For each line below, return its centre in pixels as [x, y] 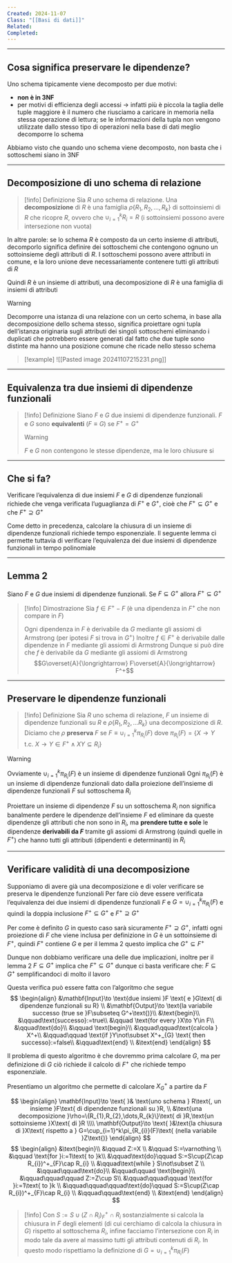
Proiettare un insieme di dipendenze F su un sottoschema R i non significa [112, 806]
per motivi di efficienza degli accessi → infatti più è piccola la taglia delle [120, 105]
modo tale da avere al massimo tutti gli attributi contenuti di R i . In [116, 1241]
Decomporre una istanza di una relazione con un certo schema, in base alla [115, 317]
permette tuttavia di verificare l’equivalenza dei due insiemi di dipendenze [112, 540]
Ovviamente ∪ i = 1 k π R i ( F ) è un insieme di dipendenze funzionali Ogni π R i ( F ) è [115, 774]
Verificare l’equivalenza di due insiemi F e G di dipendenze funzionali [105, 495]
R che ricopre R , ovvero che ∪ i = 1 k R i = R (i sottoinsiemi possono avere [124, 218]
